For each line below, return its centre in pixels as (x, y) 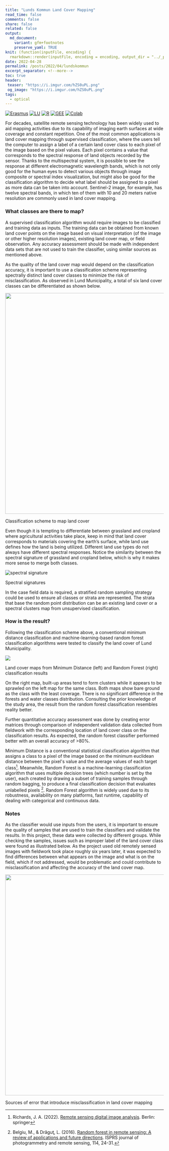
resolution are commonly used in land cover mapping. (61, 198)
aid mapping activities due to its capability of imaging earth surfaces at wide (84, 129)
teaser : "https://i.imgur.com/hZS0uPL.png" (54, 85)
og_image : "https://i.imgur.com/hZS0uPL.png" (56, 90)
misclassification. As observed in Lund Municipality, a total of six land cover (84, 280)
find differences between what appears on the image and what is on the (80, 857)
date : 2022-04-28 (23, 62)
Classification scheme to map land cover (47, 521)
